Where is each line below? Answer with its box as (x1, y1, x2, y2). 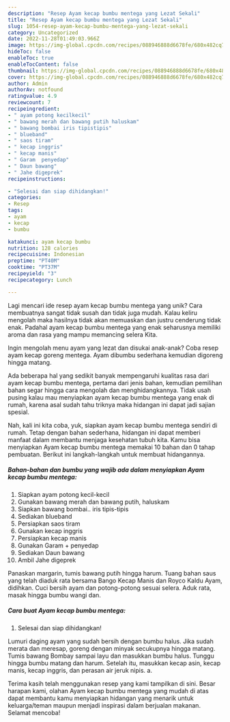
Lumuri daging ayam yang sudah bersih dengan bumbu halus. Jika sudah (8, 637, 214, 645)
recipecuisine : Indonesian (8, 251, 85, 258)
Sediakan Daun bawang (17, 548, 85, 556)
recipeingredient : (8, 105, 60, 112)
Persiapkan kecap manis (17, 534, 87, 542)
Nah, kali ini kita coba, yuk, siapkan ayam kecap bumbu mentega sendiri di (8, 421, 218, 429)
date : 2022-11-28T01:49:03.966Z (8, 36, 100, 42)
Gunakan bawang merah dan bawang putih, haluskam (17, 498, 170, 506)
